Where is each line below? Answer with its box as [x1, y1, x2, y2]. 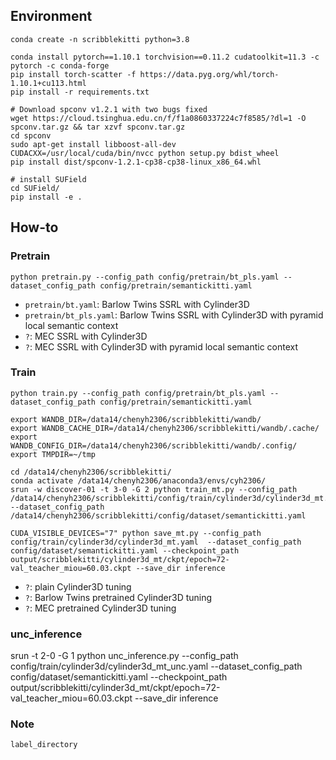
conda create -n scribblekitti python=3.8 [10, 34, 190, 44]
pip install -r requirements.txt [10, 87, 150, 97]
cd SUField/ [10, 183, 60, 193]
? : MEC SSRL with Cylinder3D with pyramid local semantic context [24, 340, 299, 353]
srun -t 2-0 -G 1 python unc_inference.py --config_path [10, 650, 239, 662]
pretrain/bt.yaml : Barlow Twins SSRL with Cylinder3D [24, 298, 250, 310]
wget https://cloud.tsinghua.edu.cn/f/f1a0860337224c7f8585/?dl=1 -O [10, 113, 307, 123]
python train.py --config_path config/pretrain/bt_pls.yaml [10, 388, 267, 398]
